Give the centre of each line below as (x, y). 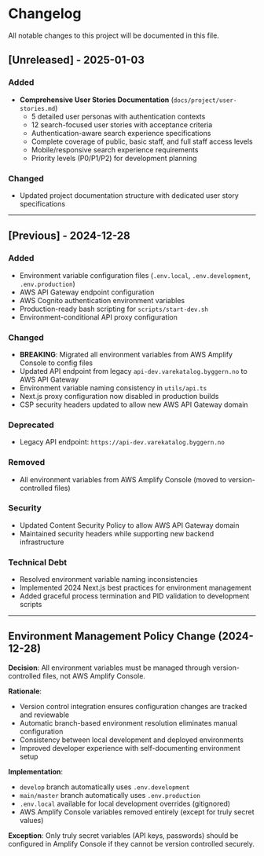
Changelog (45, 14)
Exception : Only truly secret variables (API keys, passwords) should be (123, 835)
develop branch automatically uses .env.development (104, 787)
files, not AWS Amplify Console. (94, 675)
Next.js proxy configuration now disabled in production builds (119, 396)
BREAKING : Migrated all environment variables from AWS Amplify (126, 354)
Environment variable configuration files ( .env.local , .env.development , (135, 275)
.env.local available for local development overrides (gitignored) (125, 803)
